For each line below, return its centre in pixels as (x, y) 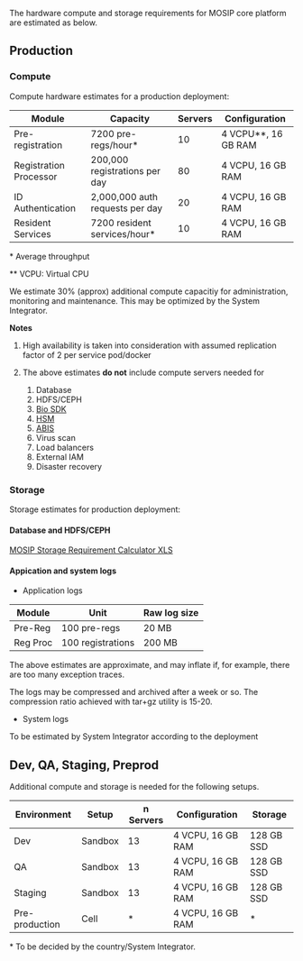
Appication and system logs (63, 571)
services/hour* (123, 233)
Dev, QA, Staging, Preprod (84, 765)
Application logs (52, 590)
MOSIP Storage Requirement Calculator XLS (91, 550)
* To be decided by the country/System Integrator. (103, 947)
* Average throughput (50, 256)
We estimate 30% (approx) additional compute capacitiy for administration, (149, 291)
